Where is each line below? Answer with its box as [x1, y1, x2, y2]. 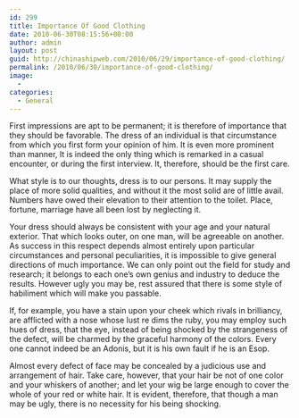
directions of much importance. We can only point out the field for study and [9, 260, 291, 271]
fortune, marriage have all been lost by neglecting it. [9, 205, 202, 215]
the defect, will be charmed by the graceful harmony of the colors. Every [9, 334, 277, 345]
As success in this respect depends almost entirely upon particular [9, 240, 255, 251]
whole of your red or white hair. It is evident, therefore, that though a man [9, 389, 278, 400]
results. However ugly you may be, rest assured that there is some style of [9, 279, 283, 289]
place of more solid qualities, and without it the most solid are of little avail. [9, 185, 284, 196]
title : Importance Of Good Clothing [9, 21, 145, 30]
